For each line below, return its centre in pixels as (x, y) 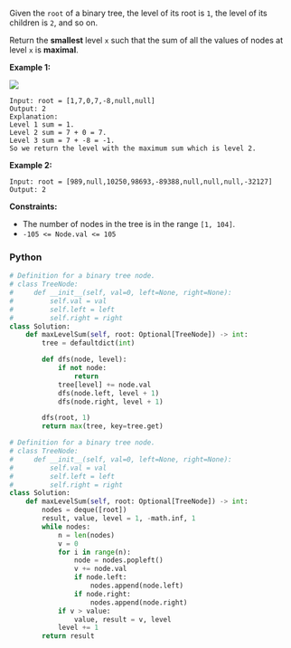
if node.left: (100, 577)
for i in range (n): (94, 552)
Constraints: (33, 206)
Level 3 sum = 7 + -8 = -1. (62, 140)
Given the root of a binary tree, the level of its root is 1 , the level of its (139, 13)
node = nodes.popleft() (119, 560)
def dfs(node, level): (84, 360)
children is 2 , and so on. (53, 23)
